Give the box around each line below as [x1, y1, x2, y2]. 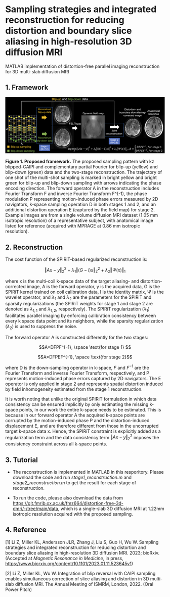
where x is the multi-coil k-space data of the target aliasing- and [5, 278, 139, 284]
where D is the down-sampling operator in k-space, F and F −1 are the [5, 364, 149, 371]
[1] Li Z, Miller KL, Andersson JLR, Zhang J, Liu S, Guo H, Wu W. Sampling [5, 539, 159, 545]
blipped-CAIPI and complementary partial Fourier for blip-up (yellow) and [5, 164, 158, 170]
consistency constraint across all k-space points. [5, 441, 107, 447]
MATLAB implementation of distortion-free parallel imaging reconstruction [5, 63, 160, 69]
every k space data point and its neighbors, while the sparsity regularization [5, 318, 163, 324]
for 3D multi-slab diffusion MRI [5, 68, 69, 74]
